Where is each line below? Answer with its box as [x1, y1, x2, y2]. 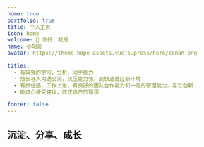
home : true [7, 10, 40, 18]
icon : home [7, 30, 40, 37]
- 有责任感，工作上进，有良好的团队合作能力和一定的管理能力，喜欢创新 [13, 82, 194, 89]
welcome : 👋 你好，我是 [7, 37, 69, 44]
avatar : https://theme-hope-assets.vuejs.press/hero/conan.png [7, 50, 198, 57]
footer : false [7, 101, 49, 108]
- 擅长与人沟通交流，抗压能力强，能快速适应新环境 [13, 75, 141, 82]
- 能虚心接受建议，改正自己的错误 [13, 89, 100, 96]
